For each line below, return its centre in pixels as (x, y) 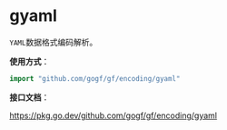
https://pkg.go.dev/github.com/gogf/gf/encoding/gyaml (113, 115)
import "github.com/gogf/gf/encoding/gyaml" (95, 78)
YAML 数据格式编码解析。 (54, 42)
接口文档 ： (30, 97)
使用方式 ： (30, 61)
